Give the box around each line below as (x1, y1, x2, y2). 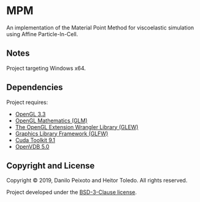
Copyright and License (6, 160, 95, 171)
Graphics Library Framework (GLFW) (15, 130, 108, 137)
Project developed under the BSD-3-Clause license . (6, 189, 137, 196)
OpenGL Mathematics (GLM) (15, 117, 87, 124)
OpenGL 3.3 (15, 110, 46, 118)
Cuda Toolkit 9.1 (15, 136, 56, 144)
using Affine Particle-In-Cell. (6, 30, 78, 37)
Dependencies (6, 82, 63, 92)
